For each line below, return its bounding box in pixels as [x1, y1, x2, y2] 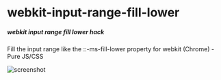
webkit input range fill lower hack [7, 27, 105, 36]
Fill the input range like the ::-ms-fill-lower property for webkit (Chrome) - [7, 45, 214, 53]
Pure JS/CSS [7, 53, 44, 61]
